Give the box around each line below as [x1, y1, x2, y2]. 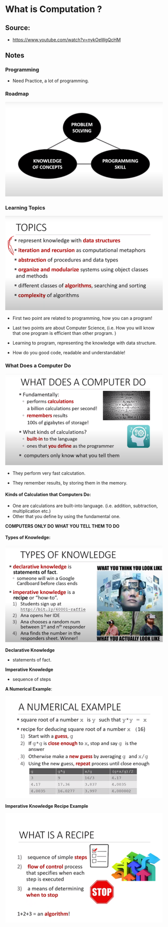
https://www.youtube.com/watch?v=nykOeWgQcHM [12, 37, 121, 43]
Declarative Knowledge [5, 647, 55, 653]
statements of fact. [12, 657, 51, 663]
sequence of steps [12, 676, 51, 682]
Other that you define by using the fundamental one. [12, 513, 121, 519]
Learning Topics [5, 204, 45, 211]
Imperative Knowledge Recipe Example [5, 803, 88, 809]
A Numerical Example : [5, 686, 52, 692]
